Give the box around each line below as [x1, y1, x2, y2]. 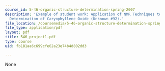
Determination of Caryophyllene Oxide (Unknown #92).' [9, 16, 124, 21]
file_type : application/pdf [5, 25, 63, 30]
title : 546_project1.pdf [5, 35, 56, 40]
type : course [5, 39, 32, 44]
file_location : [5, 21, 36, 26]
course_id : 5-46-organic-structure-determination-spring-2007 [5, 7, 135, 12]
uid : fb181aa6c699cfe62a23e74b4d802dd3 [5, 44, 87, 48]
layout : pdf [5, 30, 29, 35]
